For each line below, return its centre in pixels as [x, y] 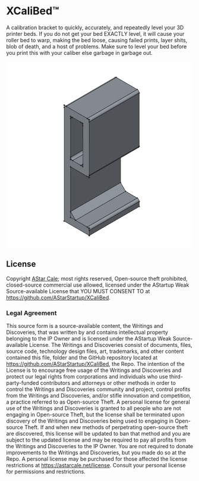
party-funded [23, 383]
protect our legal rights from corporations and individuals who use [87, 377]
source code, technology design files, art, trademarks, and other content [95, 351]
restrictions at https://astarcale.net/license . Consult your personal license [96, 466]
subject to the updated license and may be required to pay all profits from [96, 440]
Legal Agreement [31, 313]
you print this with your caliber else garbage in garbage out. [80, 52]
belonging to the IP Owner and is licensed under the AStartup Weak [89, 339]
